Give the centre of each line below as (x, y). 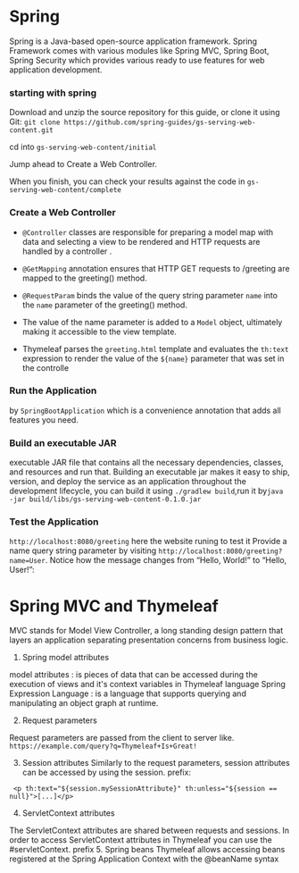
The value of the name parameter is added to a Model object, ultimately (152, 322)
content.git (31, 130)
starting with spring (53, 93)
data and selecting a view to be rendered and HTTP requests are (141, 241)
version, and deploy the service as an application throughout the (128, 482)
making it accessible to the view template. (99, 332)
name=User (28, 561)
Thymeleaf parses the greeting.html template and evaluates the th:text (155, 348)
